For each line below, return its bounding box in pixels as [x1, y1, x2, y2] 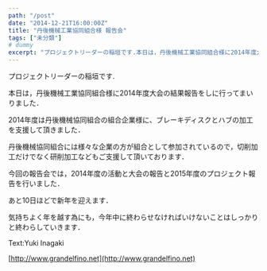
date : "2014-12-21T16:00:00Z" [8, 19, 109, 27]
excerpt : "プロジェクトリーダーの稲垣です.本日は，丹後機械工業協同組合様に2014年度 [8, 48, 257, 56]
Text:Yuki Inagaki [8, 238, 64, 247]
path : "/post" [8, 11, 56, 20]
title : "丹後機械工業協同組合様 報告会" [8, 26, 127, 34]
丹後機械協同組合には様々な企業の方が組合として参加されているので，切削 [8, 142, 252, 151]
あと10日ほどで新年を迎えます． [8, 196, 113, 205]
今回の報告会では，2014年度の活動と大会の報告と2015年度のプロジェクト [8, 168, 249, 178]
